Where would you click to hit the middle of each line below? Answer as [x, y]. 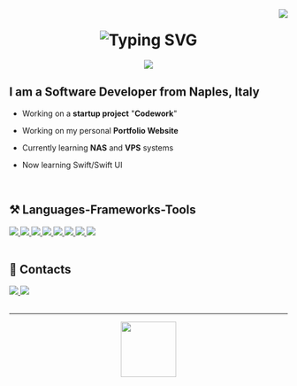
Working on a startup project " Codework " [99, 113]
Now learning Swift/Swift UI [72, 165]
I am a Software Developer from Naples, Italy [134, 92]
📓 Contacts [40, 269]
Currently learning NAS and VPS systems [98, 147]
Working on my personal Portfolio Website [100, 130]
